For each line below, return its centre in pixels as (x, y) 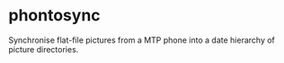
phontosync (54, 16)
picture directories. (44, 49)
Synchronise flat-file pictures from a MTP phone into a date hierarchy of (142, 40)
